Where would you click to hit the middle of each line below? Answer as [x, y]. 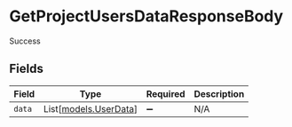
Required [166, 93]
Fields [27, 69]
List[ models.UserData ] [90, 108]
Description [219, 93]
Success [25, 41]
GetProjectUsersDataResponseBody [146, 16]
